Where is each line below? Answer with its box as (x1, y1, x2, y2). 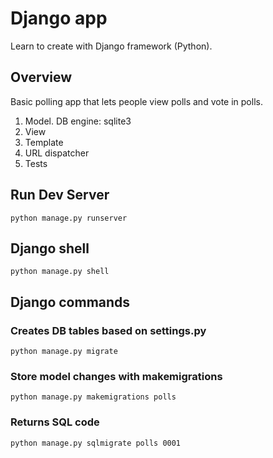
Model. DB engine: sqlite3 (24, 115, 132, 127)
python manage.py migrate (10, 347, 118, 357)
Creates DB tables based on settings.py (10, 323, 207, 337)
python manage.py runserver (10, 213, 128, 223)
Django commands (10, 293, 131, 311)
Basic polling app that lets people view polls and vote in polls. (10, 95, 263, 107)
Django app (10, 7, 108, 30)
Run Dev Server (10, 187, 110, 204)
